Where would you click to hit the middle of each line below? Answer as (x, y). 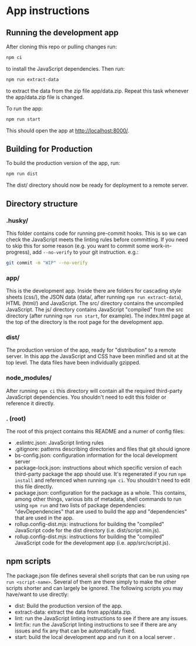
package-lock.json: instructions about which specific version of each (98, 468)
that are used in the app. (44, 518)
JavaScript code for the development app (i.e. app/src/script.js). (92, 543)
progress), (18, 252)
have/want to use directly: (38, 594)
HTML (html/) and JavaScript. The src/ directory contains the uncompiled (95, 303)
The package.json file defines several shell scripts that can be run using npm (98, 575)
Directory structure (42, 203)
